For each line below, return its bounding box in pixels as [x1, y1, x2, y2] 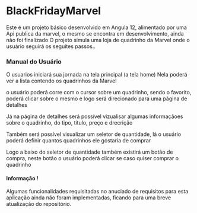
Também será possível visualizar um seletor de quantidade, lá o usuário [6, 131, 182, 138]
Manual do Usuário [6, 58, 62, 66]
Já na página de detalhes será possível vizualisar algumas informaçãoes [6, 113, 183, 120]
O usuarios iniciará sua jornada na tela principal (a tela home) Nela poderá [6, 71, 188, 78]
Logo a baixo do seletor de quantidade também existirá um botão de [6, 148, 173, 155]
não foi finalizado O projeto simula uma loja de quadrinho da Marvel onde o [6, 36, 190, 43]
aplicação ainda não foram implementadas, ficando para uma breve [6, 194, 171, 201]
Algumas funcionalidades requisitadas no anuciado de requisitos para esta [6, 188, 189, 195]
